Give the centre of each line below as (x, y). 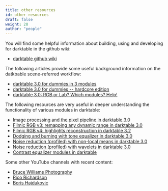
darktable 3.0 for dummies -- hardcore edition (61, 89)
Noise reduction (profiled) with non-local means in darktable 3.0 (80, 142)
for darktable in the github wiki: (38, 49)
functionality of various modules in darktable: (53, 110)
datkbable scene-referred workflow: (43, 74)
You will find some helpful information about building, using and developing (84, 43)
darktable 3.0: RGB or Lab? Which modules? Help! (65, 95)
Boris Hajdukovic (30, 183)
